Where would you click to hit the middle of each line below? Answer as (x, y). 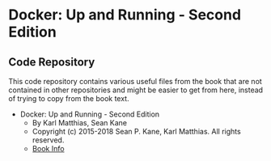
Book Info (48, 148)
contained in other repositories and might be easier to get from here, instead (136, 90)
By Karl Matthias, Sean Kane (80, 123)
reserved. (48, 140)
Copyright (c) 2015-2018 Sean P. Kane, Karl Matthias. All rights (136, 131)
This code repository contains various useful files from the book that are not (135, 81)
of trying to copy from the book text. (69, 98)
